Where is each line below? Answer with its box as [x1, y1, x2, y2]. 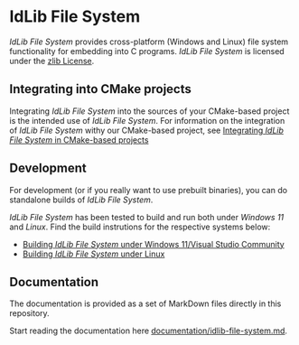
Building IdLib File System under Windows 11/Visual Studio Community [22, 238, 285, 249]
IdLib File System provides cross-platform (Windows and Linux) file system [9, 36, 289, 47]
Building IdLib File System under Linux [22, 248, 165, 259]
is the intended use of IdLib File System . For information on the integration [9, 115, 285, 126]
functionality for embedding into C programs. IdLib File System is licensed [9, 45, 285, 56]
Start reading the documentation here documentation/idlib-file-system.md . [9, 325, 287, 336]
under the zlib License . [9, 55, 95, 66]
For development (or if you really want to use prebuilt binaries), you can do [9, 184, 287, 195]
